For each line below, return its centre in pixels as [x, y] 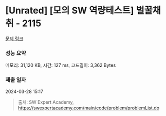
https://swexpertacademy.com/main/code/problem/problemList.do [89, 108]
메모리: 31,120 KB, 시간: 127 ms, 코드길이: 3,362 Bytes [61, 65]
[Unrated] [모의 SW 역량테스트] [70, 11]
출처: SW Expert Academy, [46, 102]
